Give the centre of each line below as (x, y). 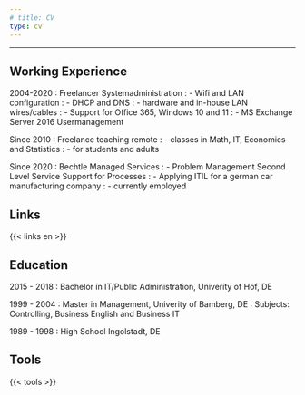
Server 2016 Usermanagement (67, 122)
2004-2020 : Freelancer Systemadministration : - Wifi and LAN (127, 93)
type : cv (26, 26)
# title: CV (32, 18)
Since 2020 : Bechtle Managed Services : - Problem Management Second (148, 167)
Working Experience (69, 71)
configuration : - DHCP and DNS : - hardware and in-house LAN (128, 103)
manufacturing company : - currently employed (98, 186)
